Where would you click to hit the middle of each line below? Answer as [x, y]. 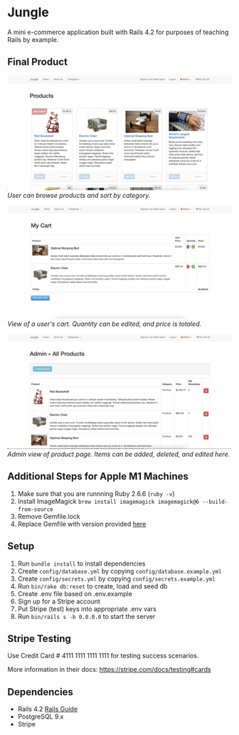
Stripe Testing [39, 639]
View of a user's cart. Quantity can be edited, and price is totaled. [104, 324]
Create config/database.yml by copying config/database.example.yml [119, 571]
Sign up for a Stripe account [59, 601]
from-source [35, 509]
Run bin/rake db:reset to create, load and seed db [92, 586]
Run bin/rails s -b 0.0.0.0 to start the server [86, 616]
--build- [215, 502]
